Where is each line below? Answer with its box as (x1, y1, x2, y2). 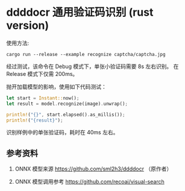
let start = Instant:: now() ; (6, 95, 80, 101)
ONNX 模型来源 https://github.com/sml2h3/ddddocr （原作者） (14, 165, 172, 172)
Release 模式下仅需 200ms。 (6, 70, 78, 77)
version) (6, 19, 49, 33)
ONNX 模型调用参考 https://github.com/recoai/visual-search (14, 178, 165, 186)
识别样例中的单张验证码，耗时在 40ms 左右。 (6, 129, 119, 136)
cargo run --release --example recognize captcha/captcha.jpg (6, 51, 166, 57)
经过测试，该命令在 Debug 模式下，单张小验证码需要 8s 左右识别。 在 (6, 63, 179, 70)
